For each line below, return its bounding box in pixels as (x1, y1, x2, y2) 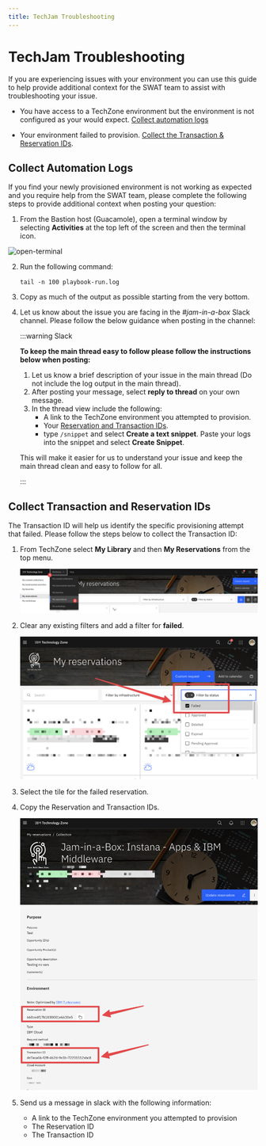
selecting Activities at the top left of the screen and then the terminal (19, 223, 246, 233)
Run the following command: (19, 262, 113, 272)
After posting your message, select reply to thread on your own (31, 387, 240, 397)
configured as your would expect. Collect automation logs (19, 115, 209, 124)
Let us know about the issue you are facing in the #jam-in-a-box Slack (19, 307, 251, 317)
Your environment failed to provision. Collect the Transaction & (19, 130, 224, 139)
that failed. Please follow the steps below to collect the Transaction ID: (8, 529, 237, 539)
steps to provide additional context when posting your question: (8, 199, 216, 209)
